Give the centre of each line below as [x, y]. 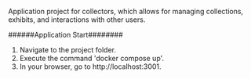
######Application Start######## [65, 35]
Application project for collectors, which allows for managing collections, [126, 11]
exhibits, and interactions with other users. [77, 20]
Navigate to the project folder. [67, 50]
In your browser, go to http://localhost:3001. [91, 66]
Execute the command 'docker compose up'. [92, 58]
